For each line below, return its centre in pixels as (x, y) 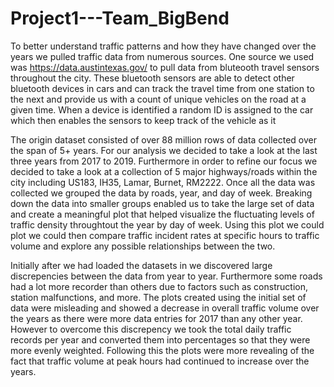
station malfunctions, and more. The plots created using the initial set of (158, 297)
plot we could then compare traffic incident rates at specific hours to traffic (165, 235)
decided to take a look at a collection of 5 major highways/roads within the (164, 171)
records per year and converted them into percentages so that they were (160, 339)
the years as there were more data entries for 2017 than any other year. (156, 318)
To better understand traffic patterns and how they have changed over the (163, 46)
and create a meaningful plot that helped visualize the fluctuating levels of (162, 214)
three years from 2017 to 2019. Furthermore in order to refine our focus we (164, 161)
